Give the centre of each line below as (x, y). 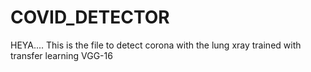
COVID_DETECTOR (90, 17)
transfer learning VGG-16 (61, 55)
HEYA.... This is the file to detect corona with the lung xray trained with (156, 45)
